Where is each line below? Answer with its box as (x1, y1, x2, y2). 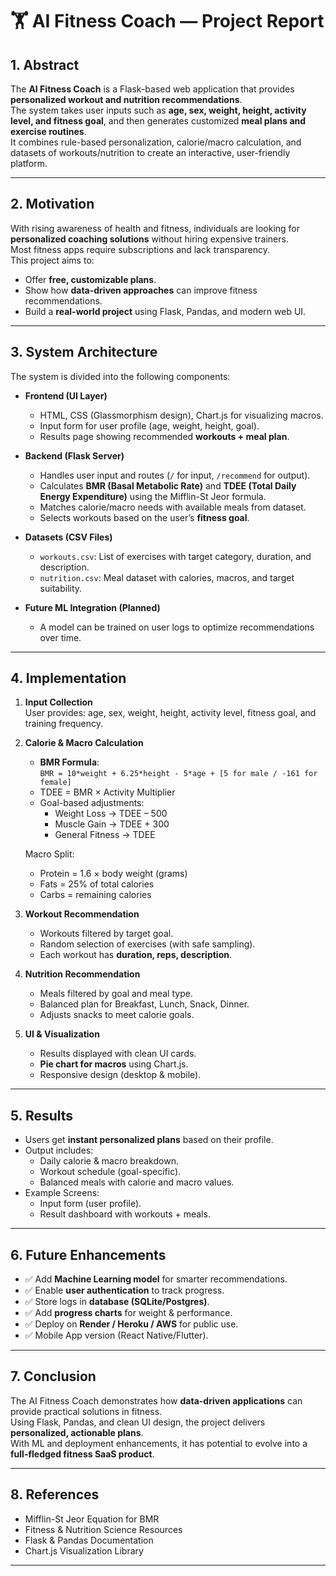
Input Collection (24, 696, 93, 708)
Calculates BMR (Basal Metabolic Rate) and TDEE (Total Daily (39, 479, 297, 492)
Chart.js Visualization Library (24, 1544, 144, 1557)
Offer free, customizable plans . (24, 273, 157, 285)
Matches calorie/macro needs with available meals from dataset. (39, 501, 307, 513)
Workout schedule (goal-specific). (39, 1166, 182, 1178)
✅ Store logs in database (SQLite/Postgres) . (24, 1296, 210, 1308)
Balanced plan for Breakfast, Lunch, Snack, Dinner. (39, 998, 250, 1010)
